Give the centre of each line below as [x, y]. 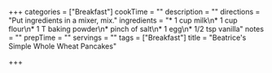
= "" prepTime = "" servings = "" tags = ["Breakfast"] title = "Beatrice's [127, 37]
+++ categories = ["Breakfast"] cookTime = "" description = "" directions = [134, 12]
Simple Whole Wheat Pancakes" [62, 46]
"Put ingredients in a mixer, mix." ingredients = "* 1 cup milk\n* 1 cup [123, 20]
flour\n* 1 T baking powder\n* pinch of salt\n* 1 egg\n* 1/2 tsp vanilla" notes [136, 29]
